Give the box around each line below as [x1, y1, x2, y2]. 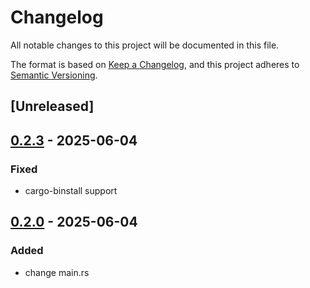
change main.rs [24, 266, 90, 278]
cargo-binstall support [24, 185, 118, 197]
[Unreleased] [10, 98, 95, 115]
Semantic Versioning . [10, 69, 98, 81]
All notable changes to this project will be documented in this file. [10, 39, 280, 51]
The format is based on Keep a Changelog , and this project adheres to [10, 58, 300, 70]
